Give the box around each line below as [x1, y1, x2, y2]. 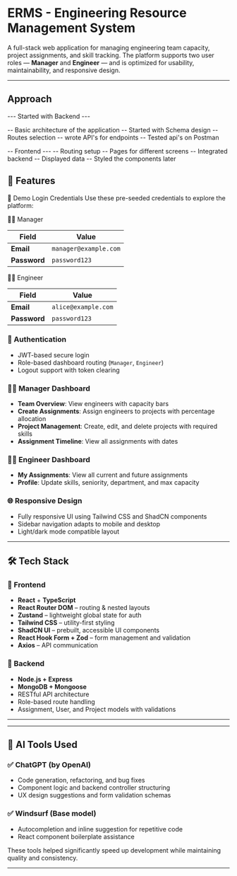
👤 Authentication [7, 335, 67, 345]
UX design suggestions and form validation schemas [17, 791, 171, 800]
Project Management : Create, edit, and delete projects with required [17, 422, 218, 431]
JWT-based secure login [17, 350, 90, 359]
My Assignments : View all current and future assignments [17, 471, 188, 479]
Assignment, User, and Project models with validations [17, 705, 176, 713]
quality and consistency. [7, 853, 78, 862]
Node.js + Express [17, 674, 73, 684]
